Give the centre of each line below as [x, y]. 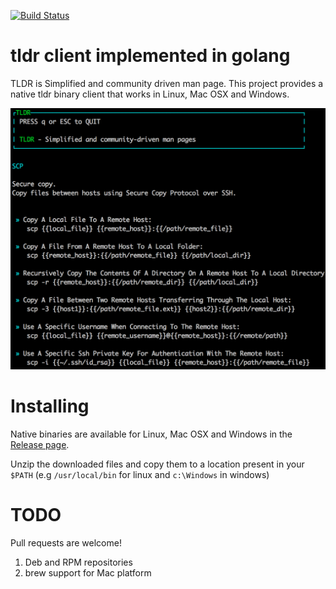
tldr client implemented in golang [150, 56]
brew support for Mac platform [88, 572]
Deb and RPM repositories [78, 562]
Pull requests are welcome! [66, 542]
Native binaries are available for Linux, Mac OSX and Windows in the [151, 434]
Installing [50, 406]
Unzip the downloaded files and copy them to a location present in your [157, 464]
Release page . [40, 444]
